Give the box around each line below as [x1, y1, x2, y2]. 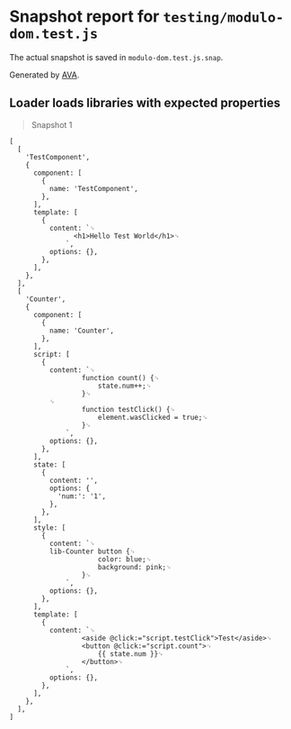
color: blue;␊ [97, 554, 152, 564]
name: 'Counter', [48, 326, 115, 335]
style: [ [32, 523, 66, 533]
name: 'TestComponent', [48, 184, 139, 193]
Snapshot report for [9, 6, 160, 27]
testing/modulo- [163, 9, 285, 26]
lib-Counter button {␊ [48, 547, 137, 556]
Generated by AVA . [9, 69, 80, 80]
